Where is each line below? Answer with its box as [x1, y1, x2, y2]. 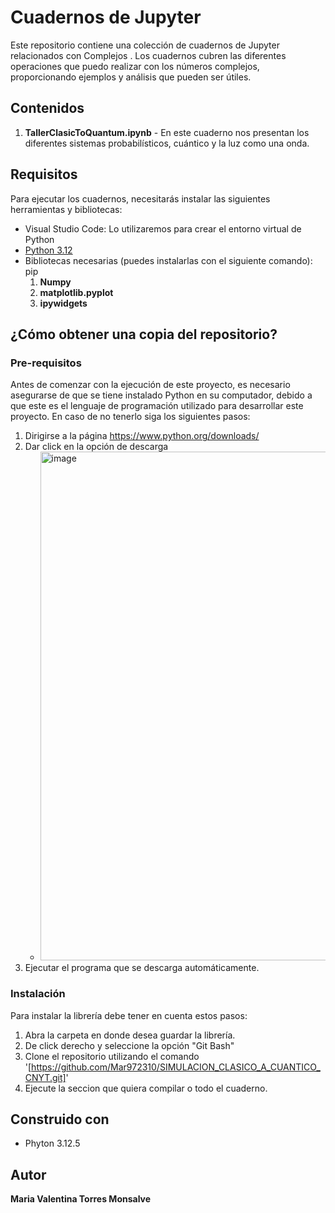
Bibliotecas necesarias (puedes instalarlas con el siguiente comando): [24, 254, 313, 266]
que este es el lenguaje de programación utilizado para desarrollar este [10, 400, 304, 412]
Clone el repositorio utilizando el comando [24, 1050, 200, 1062]
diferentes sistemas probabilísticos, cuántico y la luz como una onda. [24, 137, 310, 149]
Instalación [10, 987, 66, 1001]
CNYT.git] [24, 1071, 67, 1083]
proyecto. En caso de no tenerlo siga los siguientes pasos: [10, 411, 251, 423]
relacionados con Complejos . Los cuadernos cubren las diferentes [10, 49, 287, 61]
